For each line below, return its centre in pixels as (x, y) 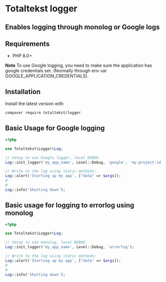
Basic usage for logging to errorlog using (70, 205)
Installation (23, 92)
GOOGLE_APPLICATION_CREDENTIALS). (47, 76)
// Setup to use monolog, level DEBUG (45, 242)
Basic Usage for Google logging (55, 128)
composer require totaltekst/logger (43, 113)
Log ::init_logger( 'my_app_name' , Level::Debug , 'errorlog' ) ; (70, 247)
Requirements (27, 44)
